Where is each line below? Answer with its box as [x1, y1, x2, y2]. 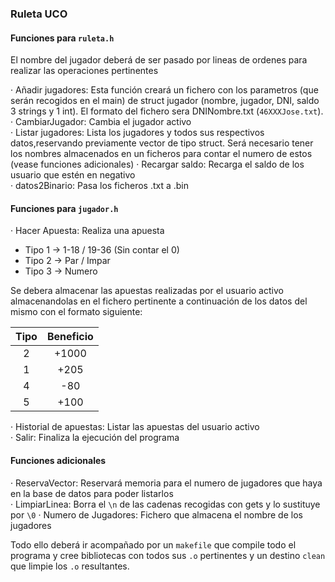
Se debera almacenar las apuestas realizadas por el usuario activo [10, 285, 284, 297]
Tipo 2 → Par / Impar [24, 255, 111, 267]
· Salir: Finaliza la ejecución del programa [10, 432, 180, 444]
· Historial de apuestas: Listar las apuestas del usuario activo [10, 421, 260, 433]
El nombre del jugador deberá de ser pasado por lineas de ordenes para [10, 54, 308, 66]
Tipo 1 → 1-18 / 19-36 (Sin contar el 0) [24, 244, 180, 256]
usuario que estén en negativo [10, 169, 136, 181]
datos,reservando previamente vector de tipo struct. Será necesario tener [10, 137, 314, 149]
